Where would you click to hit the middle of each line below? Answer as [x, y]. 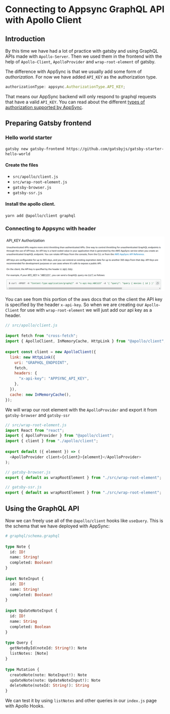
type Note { [18, 547]
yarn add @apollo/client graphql [40, 216]
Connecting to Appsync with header [51, 228]
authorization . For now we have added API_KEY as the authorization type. [81, 77]
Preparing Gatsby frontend [48, 123]
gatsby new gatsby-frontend [35, 149]
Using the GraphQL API [42, 509]
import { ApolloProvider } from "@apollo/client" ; [60, 436]
